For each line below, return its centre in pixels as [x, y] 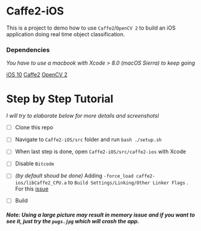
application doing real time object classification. [66, 34]
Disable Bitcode [34, 163]
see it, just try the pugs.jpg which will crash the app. [73, 221]
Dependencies [28, 49]
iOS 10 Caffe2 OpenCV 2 [37, 75]
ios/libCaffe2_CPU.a [41, 183]
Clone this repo [34, 127]
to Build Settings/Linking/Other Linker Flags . [128, 183]
